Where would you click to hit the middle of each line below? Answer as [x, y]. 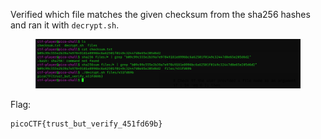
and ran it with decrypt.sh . [65, 25]
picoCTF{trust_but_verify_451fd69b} [86, 124]
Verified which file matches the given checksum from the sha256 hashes [160, 14]
